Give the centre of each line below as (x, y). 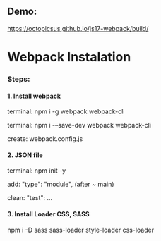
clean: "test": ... (30, 198)
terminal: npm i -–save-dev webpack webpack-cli (79, 125)
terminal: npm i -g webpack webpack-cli (66, 111)
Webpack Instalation (69, 57)
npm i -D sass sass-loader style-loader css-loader (80, 230)
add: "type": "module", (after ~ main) (61, 184)
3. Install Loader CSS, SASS (48, 214)
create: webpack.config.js (45, 139)
